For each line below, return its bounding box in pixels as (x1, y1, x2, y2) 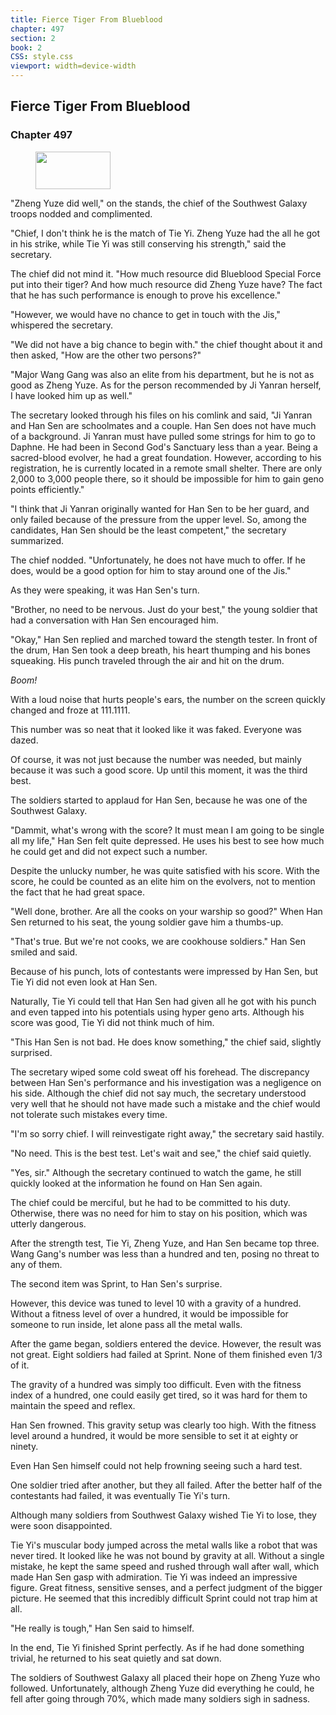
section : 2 (10, 33, 56, 43)
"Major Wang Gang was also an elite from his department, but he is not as (10, 368, 315, 380)
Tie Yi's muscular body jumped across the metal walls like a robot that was (10, 1539, 318, 1551)
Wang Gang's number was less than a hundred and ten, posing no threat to (10, 1247, 320, 1260)
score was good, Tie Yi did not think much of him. (10, 1016, 215, 1028)
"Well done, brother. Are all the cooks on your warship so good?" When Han (10, 905, 323, 917)
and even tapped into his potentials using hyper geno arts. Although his (10, 1006, 305, 1018)
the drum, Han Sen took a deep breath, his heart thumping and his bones (10, 644, 311, 656)
